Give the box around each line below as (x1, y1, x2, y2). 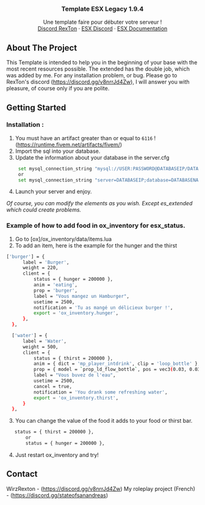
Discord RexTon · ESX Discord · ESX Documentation (37, 25, 168, 32)
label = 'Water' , (22, 338, 67, 344)
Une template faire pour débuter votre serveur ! (43, 18, 162, 26)
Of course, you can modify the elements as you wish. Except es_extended (6, 200, 193, 207)
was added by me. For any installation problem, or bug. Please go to (6, 72, 178, 79)
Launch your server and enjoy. (15, 188, 92, 196)
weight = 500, (22, 344, 59, 350)
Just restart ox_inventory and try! (15, 451, 99, 458)
